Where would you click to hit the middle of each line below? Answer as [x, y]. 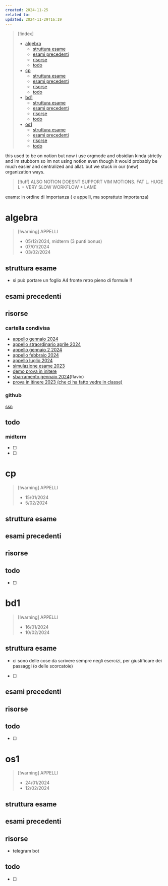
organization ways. [25, 172]
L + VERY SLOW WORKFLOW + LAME [57, 187]
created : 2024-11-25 [27, 10]
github [13, 395]
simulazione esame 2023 [39, 366]
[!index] [25, 34]
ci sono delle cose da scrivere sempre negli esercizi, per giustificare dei [87, 660]
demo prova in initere [35, 371]
